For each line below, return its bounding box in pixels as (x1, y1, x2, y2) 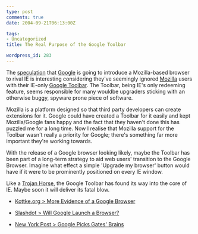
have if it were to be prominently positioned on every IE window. (6, 168, 164, 175)
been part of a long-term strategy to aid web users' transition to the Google (6, 155, 191, 162)
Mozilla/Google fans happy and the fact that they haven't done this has (6, 118, 180, 125)
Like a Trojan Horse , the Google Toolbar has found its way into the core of (6, 180, 187, 187)
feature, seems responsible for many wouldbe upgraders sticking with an (6, 88, 186, 95)
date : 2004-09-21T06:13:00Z (6, 20, 76, 26)
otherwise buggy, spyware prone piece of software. (6, 94, 133, 101)
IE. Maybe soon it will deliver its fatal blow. (6, 186, 110, 193)
